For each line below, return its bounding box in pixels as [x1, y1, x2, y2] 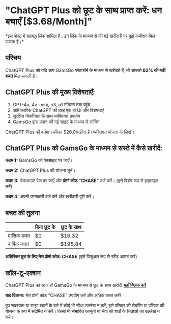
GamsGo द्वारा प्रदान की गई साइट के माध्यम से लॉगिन [12, 119, 100, 125]
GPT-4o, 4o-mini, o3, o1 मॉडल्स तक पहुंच [12, 101, 91, 107]
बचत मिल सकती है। [5, 73, 38, 79]
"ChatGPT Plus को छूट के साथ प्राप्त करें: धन [5, 5, 162, 16]
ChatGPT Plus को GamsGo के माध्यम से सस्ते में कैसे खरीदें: [5, 143, 163, 152]
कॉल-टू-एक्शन [5, 269, 41, 277]
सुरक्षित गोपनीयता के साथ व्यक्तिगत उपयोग [12, 113, 80, 119]
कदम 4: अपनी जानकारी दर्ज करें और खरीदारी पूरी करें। [5, 193, 95, 200]
